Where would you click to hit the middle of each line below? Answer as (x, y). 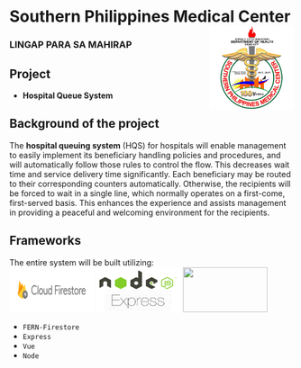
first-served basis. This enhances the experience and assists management (148, 202)
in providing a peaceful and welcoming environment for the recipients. (140, 212)
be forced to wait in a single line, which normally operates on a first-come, (147, 193)
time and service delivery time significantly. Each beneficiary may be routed (150, 174)
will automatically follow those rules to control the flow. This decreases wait (150, 165)
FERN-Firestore (51, 327)
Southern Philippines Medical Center (150, 17)
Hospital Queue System (68, 95)
